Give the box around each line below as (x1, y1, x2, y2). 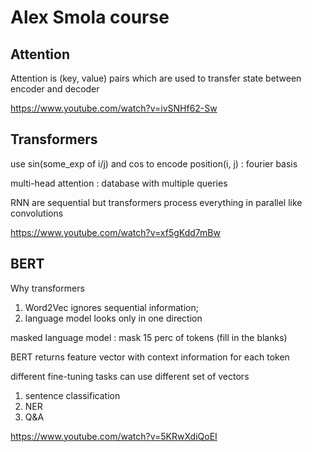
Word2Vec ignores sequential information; (24, 301, 199, 313)
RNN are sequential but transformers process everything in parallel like (10, 196, 303, 208)
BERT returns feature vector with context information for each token (10, 351, 290, 363)
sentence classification (24, 389, 121, 401)
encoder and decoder (10, 83, 100, 95)
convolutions (10, 207, 64, 219)
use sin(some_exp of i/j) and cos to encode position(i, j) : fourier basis (10, 157, 298, 170)
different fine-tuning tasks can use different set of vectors (10, 370, 250, 382)
